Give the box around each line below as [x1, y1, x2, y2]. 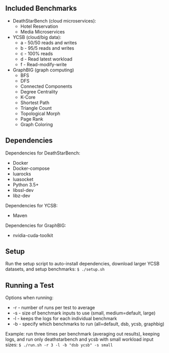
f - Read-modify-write [20, 61, 67, 67]
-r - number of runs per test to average [12, 305, 95, 311]
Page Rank [20, 115, 44, 122]
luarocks [12, 170, 31, 176]
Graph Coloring [20, 121, 53, 127]
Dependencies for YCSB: [5, 202, 58, 208]
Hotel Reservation [20, 23, 58, 29]
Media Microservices [20, 28, 65, 35]
